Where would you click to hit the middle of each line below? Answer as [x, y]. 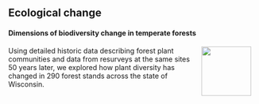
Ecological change [55, 13]
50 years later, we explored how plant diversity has [91, 67]
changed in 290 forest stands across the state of [88, 76]
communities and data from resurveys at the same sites [99, 59]
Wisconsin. [27, 84]
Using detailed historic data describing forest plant [91, 50]
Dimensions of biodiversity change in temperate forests [102, 33]
